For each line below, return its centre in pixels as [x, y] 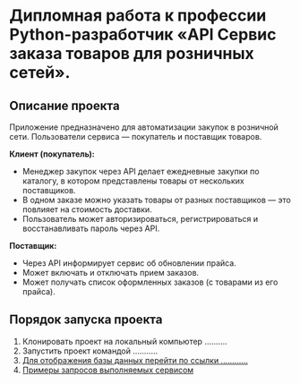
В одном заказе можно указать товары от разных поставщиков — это [156, 200]
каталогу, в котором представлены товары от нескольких [133, 181]
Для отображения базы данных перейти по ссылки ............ [135, 360]
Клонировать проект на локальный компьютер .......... [124, 341]
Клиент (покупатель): [52, 154]
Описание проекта [64, 105]
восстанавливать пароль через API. [91, 228]
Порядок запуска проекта [86, 320]
